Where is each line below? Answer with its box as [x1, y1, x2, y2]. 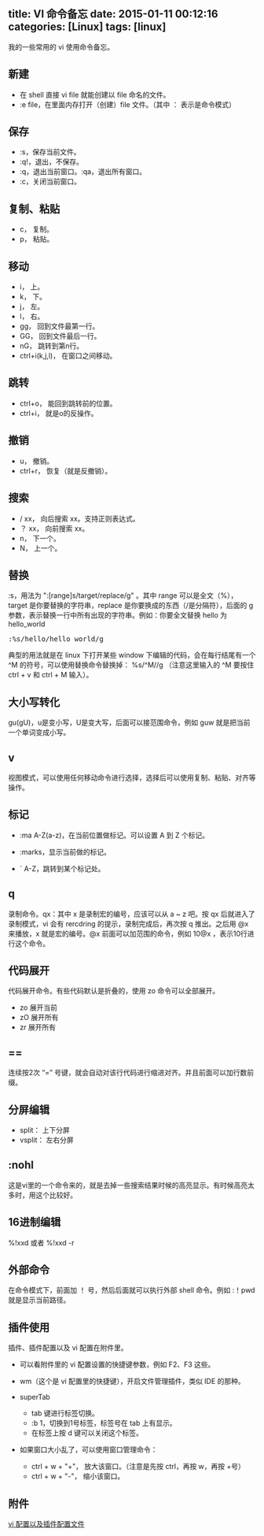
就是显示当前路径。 [8, 1295, 71, 1305]
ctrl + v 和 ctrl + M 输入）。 [8, 670, 93, 680]
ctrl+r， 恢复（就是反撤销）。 [19, 466, 112, 475]
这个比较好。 [35, 1190, 77, 1200]
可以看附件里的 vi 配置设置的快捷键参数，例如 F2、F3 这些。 [19, 1360, 215, 1369]
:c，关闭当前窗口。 [19, 176, 81, 187]
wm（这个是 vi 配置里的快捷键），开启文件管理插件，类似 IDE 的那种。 [19, 1377, 245, 1386]
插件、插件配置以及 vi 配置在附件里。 [8, 1343, 128, 1352]
